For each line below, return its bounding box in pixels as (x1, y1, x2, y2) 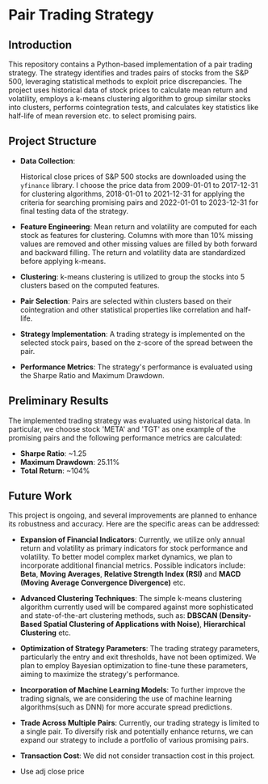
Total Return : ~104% (19, 466, 90, 475)
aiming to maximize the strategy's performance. (19, 670, 180, 680)
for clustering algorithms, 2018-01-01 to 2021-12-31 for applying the (19, 189, 245, 198)
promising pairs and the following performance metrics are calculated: (8, 432, 242, 442)
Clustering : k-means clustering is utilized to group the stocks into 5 (19, 271, 245, 281)
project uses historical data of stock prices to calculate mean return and (8, 85, 248, 95)
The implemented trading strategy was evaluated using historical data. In (8, 415, 251, 425)
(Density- (219, 611, 252, 620)
